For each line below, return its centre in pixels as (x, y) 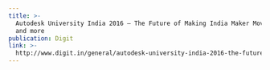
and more (30, 31)
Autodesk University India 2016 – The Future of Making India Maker (133, 23)
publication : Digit (41, 38)
